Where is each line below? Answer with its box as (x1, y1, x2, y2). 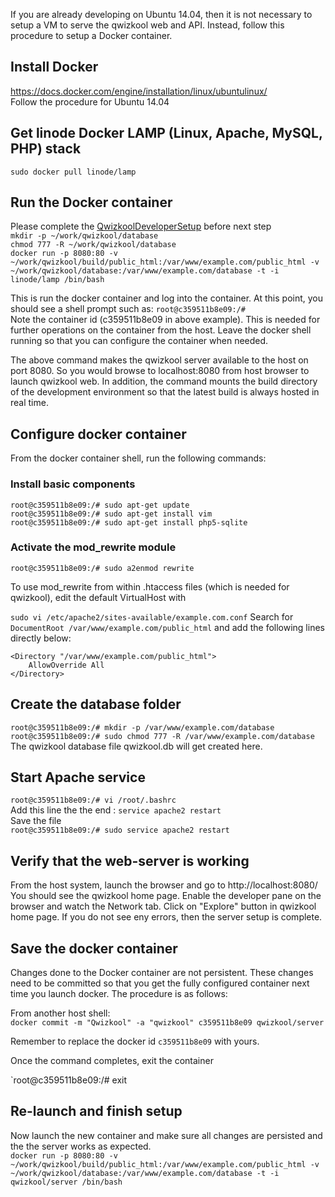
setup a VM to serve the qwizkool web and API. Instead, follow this (10, 19, 285, 31)
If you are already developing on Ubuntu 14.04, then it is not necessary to (10, 9, 313, 20)
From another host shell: (10, 1007, 111, 1019)
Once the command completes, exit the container (10, 1055, 214, 1067)
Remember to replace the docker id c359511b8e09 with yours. (10, 1035, 260, 1048)
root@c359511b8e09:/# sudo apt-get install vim (10, 509, 213, 519)
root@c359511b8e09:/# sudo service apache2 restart (10, 825, 230, 836)
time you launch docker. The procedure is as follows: (10, 988, 228, 1000)
